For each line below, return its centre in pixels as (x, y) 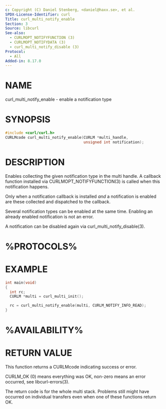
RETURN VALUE (39, 353)
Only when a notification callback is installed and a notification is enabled (81, 196)
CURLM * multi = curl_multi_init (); (47, 297)
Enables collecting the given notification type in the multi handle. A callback (83, 176)
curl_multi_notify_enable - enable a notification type (58, 99)
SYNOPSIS (28, 120)
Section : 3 (16, 24)
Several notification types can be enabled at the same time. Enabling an (79, 211)
